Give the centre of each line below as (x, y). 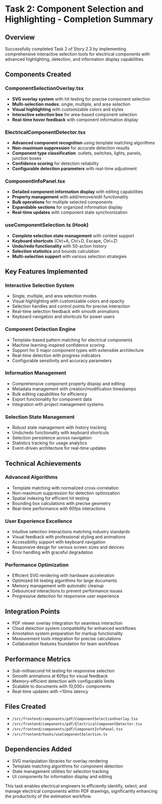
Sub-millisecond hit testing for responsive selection (63, 671)
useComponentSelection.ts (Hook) (47, 225)
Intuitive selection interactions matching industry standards (71, 532)
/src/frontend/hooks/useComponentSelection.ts (60, 734)
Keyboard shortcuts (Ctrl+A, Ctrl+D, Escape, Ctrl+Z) (65, 241)
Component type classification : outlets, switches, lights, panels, (77, 153)
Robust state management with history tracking (59, 428)
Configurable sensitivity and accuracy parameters (62, 360)
